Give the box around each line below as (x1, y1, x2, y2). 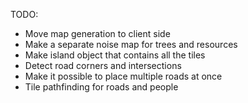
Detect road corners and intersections (24, 60, 182, 71)
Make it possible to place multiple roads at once (24, 70, 223, 82)
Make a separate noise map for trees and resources (24, 39, 238, 50)
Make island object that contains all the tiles (24, 49, 206, 61)
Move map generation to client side (24, 28, 171, 39)
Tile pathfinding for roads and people (24, 81, 179, 93)
